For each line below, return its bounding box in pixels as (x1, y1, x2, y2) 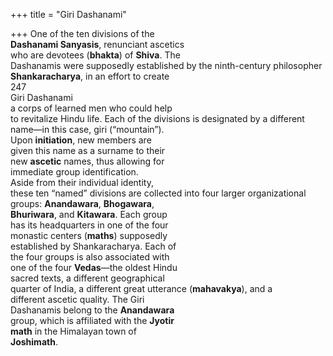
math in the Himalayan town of (10, 325, 137, 337)
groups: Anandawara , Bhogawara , (10, 198, 155, 209)
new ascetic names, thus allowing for (10, 155, 165, 167)
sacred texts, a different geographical (10, 272, 165, 284)
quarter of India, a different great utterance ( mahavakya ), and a (10, 283, 273, 294)
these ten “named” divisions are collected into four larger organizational (10, 187, 307, 199)
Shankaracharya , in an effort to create (10, 70, 170, 82)
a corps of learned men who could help (10, 102, 173, 114)
